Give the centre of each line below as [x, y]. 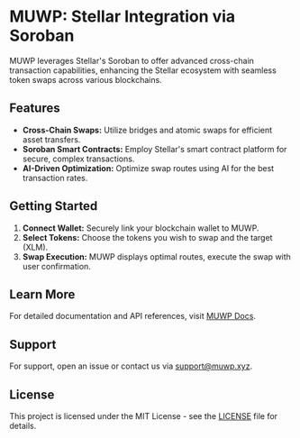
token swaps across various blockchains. [86, 79]
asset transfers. [51, 139]
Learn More [42, 294]
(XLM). [35, 247]
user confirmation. [57, 266]
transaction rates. [55, 178]
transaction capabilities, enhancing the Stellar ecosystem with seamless [143, 70]
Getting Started [54, 206]
